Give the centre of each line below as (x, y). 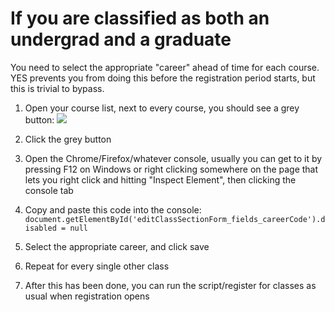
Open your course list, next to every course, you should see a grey (162, 108)
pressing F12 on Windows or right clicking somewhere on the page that (171, 169)
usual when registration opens (87, 296)
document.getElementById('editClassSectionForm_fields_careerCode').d (175, 219)
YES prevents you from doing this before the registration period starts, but (163, 78)
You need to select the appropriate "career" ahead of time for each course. (165, 67)
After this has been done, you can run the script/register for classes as (170, 285)
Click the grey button (68, 139)
